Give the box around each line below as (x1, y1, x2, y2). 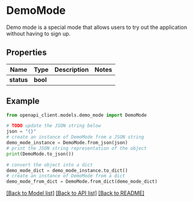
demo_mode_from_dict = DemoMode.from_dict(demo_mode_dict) (6, 178, 158, 185)
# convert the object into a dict (6, 162, 93, 168)
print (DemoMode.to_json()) (6, 151, 74, 157)
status (9, 75, 28, 84)
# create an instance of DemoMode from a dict (6, 173, 125, 179)
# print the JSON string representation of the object (6, 145, 147, 151)
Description (54, 65, 89, 74)
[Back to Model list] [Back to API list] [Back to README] (6, 189, 145, 197)
